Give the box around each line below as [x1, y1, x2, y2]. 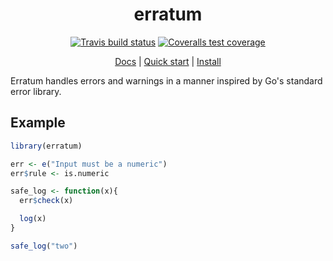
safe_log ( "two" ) [10, 241, 78, 251]
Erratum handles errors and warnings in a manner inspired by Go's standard [10, 74, 323, 87]
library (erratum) [10, 141, 83, 151]
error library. [10, 85, 62, 97]
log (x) [19, 214, 47, 224]
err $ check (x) [19, 196, 74, 206]
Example [10, 114, 66, 132]
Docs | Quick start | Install [114, 55, 222, 67]
